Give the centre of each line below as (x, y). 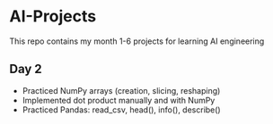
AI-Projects (53, 17)
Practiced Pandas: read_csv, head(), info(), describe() (122, 110)
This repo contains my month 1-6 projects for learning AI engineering (137, 41)
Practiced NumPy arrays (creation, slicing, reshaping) (121, 90)
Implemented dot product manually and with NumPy (119, 100)
